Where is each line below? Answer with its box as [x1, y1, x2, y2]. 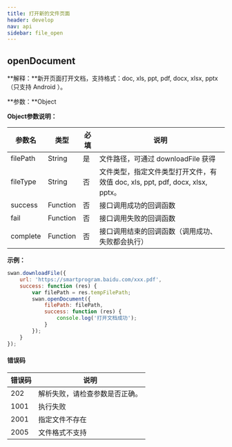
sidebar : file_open [7, 29, 64, 37]
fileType [10, 177, 37, 187]
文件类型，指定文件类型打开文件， [99, 167, 211, 177]
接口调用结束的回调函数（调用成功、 [99, 227, 217, 236]
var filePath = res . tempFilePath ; [32, 289, 131, 296]
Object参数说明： [7, 112, 57, 121]
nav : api [7, 23, 32, 30]
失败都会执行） [99, 237, 148, 247]
